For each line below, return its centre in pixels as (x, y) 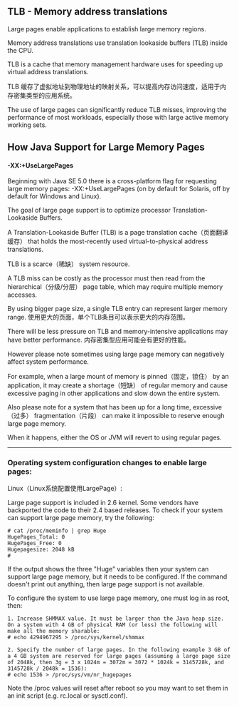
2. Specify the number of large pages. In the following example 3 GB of (119, 650)
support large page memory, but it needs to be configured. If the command (117, 576)
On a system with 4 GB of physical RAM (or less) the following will (113, 625)
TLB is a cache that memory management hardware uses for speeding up (115, 64)
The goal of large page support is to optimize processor (89, 210)
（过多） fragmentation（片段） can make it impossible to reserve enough (116, 416)
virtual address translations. (48, 71)
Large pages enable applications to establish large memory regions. (107, 29)
